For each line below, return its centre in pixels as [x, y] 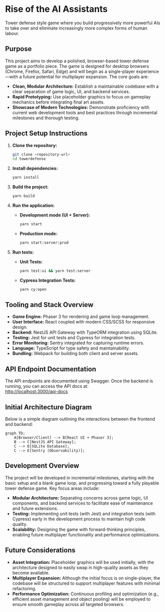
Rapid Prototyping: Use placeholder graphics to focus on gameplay [81, 97]
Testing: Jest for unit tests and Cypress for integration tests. [74, 338]
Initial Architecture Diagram [49, 407]
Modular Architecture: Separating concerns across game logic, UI [80, 498]
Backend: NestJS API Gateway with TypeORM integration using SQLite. [85, 332]
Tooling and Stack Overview [49, 305]
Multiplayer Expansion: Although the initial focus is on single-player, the [86, 578]
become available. [31, 572]
